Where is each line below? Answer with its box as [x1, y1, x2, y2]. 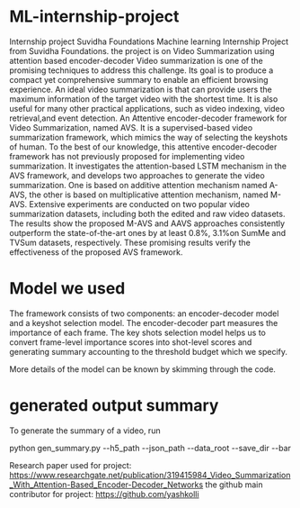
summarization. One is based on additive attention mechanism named [9, 179, 268, 190]
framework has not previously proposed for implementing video [9, 150, 245, 161]
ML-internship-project [9, 6, 180, 27]
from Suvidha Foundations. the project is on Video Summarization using [9, 45, 276, 56]
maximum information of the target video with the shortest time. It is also [9, 93, 278, 104]
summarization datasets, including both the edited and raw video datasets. [9, 208, 286, 219]
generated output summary [9, 395, 219, 416]
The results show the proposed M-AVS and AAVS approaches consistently [9, 218, 286, 229]
